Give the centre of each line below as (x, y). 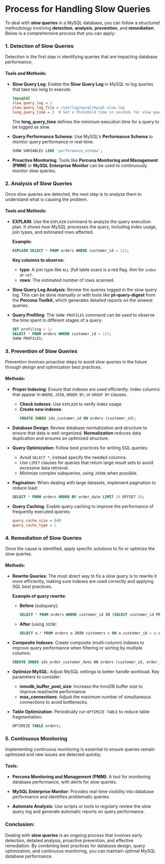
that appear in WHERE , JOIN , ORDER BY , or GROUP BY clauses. (70, 395)
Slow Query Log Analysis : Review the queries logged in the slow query (84, 290)
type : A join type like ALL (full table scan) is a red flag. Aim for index (88, 270)
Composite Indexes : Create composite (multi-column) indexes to (78, 643)
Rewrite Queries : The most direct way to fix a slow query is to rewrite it (84, 576)
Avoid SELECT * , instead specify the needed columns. (73, 458)
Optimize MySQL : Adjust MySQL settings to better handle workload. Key (86, 671)
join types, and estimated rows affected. (53, 232)
